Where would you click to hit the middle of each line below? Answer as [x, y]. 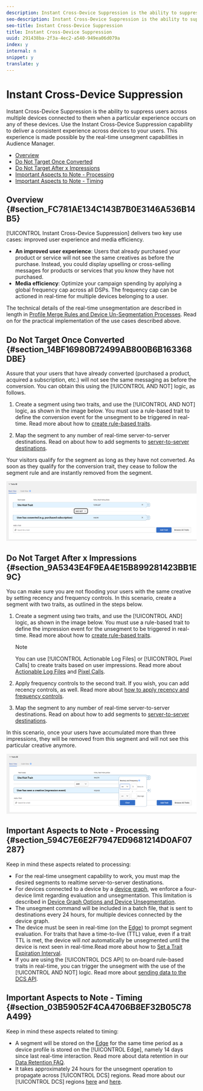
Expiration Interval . [38, 953]
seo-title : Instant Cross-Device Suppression [64, 25]
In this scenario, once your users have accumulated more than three [91, 732]
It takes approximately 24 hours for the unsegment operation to [94, 1069]
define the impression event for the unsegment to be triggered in [95, 628]
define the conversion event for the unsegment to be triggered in [96, 417]
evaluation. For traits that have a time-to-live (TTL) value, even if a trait [103, 934]
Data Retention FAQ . [40, 1062]
